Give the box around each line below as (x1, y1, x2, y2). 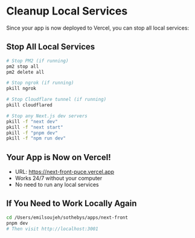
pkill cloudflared (6, 102, 53, 108)
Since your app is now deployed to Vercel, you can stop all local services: (6, 24, 189, 31)
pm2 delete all (6, 69, 45, 75)
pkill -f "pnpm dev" (6, 130, 59, 136)
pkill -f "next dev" (6, 118, 59, 124)
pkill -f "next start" (6, 124, 63, 130)
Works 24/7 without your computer (14, 175, 103, 182)
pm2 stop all (6, 63, 39, 69)
